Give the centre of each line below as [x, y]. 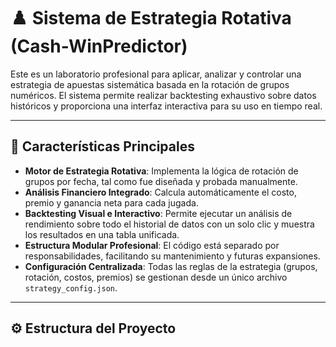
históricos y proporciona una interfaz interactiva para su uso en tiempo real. [166, 106]
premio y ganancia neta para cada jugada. [111, 202]
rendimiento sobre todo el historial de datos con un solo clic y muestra [169, 224]
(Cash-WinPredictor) [99, 46]
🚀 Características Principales [102, 146]
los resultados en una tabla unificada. [102, 234]
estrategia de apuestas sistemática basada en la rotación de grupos [150, 84]
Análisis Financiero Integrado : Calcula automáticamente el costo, [160, 192]
